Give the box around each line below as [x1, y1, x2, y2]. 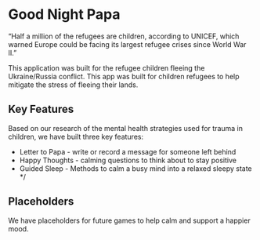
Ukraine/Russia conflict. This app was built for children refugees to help [8, 71, 240, 81]
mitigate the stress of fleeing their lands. [8, 80, 139, 89]
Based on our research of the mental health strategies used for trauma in [8, 123, 244, 133]
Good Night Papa [8, 5, 121, 24]
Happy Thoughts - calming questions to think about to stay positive [19, 155, 237, 165]
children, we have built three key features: [8, 132, 143, 141]
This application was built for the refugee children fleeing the [8, 63, 205, 72]
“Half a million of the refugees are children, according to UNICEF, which [8, 31, 240, 41]
